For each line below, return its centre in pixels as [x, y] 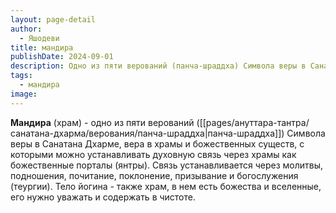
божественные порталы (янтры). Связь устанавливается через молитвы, [167, 165]
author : [26, 29]
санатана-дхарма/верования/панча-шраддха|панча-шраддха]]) [147, 133]
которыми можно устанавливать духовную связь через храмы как [153, 154]
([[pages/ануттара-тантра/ [253, 122]
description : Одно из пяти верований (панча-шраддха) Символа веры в [158, 66]
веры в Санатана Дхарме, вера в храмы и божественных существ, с [157, 143]
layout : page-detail [53, 19]
